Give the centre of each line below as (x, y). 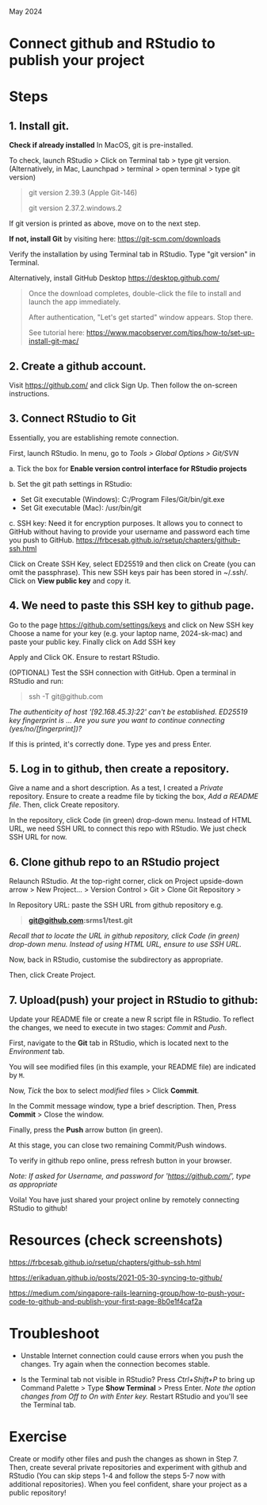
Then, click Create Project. (52, 975)
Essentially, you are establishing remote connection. (94, 438)
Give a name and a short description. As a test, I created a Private (116, 788)
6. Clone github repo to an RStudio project (114, 862)
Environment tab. (37, 1052)
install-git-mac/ (53, 342)
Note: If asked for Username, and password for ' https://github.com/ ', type (130, 1176)
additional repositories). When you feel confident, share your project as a (128, 1484)
